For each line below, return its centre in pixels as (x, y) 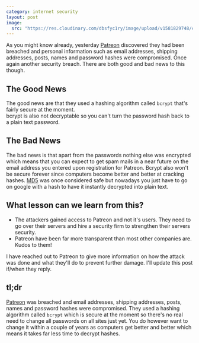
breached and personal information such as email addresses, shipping (92, 52)
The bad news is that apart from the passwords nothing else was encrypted (99, 155)
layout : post (22, 17)
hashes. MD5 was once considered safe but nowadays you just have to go (97, 180)
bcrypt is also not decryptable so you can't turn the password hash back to (98, 116)
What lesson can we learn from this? (75, 205)
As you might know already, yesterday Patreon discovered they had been (95, 45)
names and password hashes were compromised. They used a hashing (93, 308)
